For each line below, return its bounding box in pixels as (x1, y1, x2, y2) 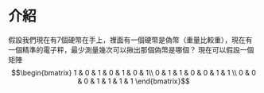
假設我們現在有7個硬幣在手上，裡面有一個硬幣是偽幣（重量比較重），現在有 (8, 35, 253, 45)
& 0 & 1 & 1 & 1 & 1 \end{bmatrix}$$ (77, 76, 190, 86)
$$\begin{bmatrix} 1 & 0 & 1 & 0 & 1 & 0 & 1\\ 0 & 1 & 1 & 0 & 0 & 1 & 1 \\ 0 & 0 (10, 68, 256, 77)
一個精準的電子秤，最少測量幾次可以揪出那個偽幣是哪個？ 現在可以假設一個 (8, 45, 254, 54)
